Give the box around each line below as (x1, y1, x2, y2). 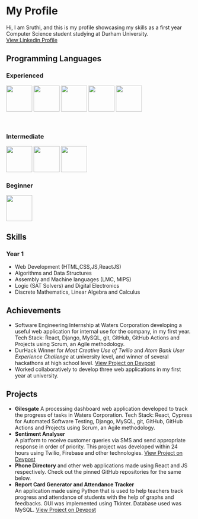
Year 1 (6, 250, 24, 258)
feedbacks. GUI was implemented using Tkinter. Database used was (14, 499, 182, 507)
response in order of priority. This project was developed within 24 (14, 443, 178, 450)
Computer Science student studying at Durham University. (6, 30, 149, 37)
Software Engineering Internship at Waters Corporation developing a (14, 321, 182, 328)
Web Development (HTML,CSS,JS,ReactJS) (14, 263, 122, 270)
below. (14, 474, 31, 482)
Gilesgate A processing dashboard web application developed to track (14, 405, 188, 412)
